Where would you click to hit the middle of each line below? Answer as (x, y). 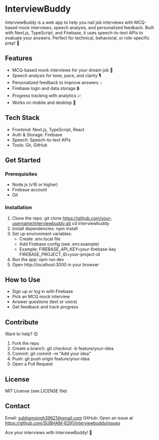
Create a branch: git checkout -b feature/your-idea (63, 349)
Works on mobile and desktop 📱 (44, 102)
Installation (19, 207)
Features (19, 59)
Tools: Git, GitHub (30, 145)
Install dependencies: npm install (45, 228)
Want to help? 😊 (22, 334)
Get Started (23, 160)
